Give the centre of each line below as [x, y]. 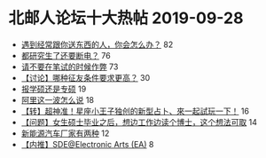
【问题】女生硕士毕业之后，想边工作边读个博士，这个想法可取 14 [139, 122]
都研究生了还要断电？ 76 [66, 55]
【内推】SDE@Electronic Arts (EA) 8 [87, 144]
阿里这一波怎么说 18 [58, 99]
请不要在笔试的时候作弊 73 [70, 67]
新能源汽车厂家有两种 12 [65, 133]
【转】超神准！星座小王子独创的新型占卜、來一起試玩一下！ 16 [135, 111]
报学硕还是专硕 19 [54, 89]
